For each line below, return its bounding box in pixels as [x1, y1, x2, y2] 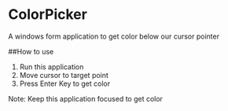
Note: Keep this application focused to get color [8, 94, 164, 103]
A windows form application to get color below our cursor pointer [8, 31, 220, 41]
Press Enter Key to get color [19, 79, 111, 88]
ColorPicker [8, 6, 88, 24]
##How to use [8, 46, 54, 56]
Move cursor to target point [19, 70, 108, 80]
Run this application [19, 61, 84, 72]
